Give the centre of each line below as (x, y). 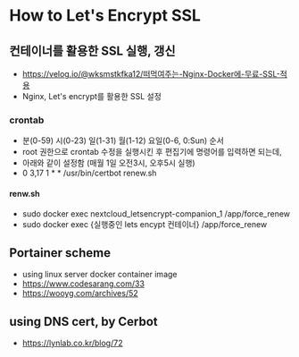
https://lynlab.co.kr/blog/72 (72, 343)
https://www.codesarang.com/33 (83, 284)
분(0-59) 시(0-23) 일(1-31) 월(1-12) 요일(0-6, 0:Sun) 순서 (123, 140)
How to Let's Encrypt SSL (105, 16)
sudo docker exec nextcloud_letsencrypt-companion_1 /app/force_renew (156, 213)
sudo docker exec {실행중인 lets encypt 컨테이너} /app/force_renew (145, 224)
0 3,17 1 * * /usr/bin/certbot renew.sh (89, 173)
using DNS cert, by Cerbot (83, 322)
